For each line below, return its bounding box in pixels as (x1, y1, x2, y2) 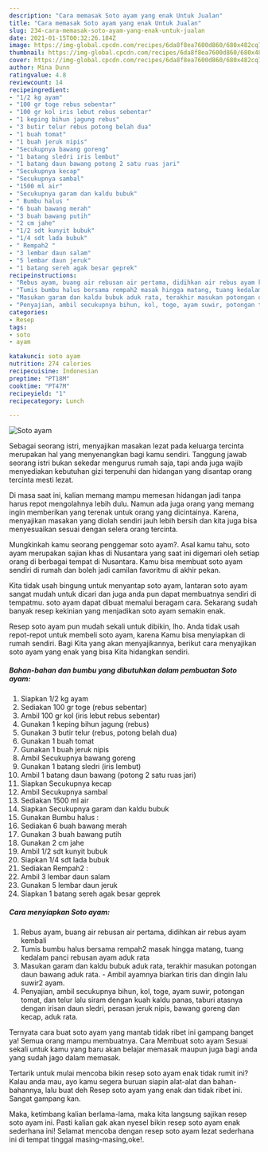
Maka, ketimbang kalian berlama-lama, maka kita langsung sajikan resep (9, 1110, 247, 1119)
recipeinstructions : (9, 271, 78, 279)
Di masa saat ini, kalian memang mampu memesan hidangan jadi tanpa (9, 491, 242, 500)
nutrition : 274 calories (9, 360, 91, 368)
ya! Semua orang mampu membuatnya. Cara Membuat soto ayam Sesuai (9, 1036, 248, 1046)
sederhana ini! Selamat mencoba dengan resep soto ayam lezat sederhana (9, 1126, 254, 1136)
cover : (9, 57, 31, 65)
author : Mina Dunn (9, 64, 70, 72)
